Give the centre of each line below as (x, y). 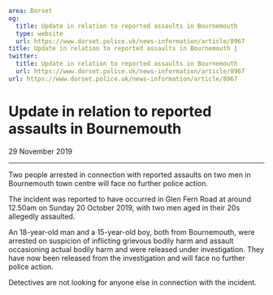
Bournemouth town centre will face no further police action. (108, 183)
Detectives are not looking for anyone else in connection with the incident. (133, 282)
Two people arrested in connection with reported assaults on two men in (130, 175)
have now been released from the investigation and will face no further (127, 258)
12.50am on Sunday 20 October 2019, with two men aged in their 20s (124, 207)
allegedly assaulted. (42, 216)
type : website (39, 33)
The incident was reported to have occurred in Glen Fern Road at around (130, 199)
